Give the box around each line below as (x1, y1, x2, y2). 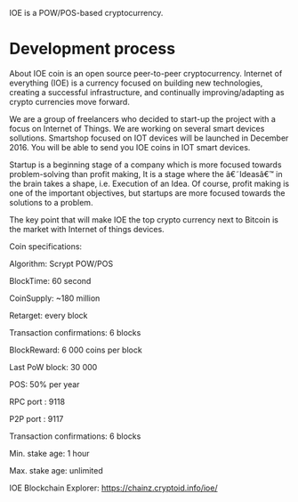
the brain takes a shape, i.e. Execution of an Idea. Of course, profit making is (9, 178, 290, 189)
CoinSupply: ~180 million (9, 293, 101, 304)
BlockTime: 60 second (9, 275, 92, 286)
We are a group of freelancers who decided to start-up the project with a (9, 113, 276, 124)
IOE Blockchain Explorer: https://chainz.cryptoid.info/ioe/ (9, 482, 218, 493)
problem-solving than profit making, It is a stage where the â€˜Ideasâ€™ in (9, 168, 283, 179)
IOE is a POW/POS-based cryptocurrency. (9, 8, 164, 18)
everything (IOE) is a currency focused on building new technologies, (9, 77, 263, 88)
